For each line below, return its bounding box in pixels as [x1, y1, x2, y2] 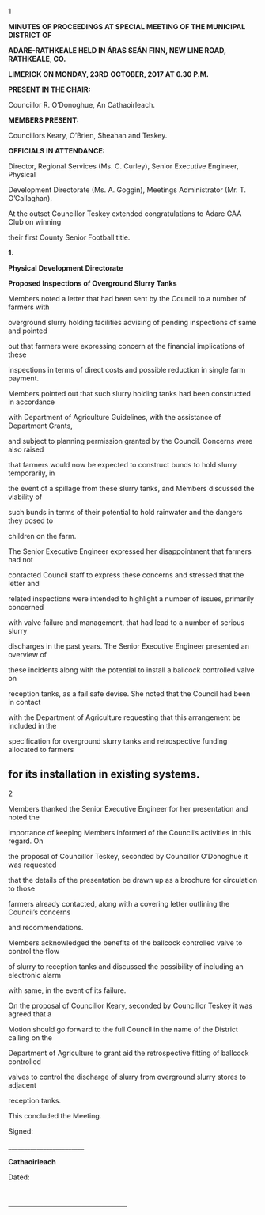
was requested [8, 860, 57, 869]
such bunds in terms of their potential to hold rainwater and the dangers [8, 508, 243, 517]
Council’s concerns [8, 907, 71, 917]
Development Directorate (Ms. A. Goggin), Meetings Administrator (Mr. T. [8, 185, 247, 195]
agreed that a [8, 1009, 52, 1019]
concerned [8, 603, 44, 611]
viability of [8, 492, 43, 502]
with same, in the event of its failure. [8, 985, 127, 995]
